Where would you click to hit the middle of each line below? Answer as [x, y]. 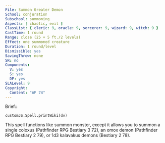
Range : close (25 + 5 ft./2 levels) [43, 38]
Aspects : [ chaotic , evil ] [34, 24]
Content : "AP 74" [27, 93]
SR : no [12, 60]
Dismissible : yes [23, 51]
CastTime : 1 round [24, 33]
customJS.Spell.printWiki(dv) [36, 116]
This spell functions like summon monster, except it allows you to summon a [83, 125]
